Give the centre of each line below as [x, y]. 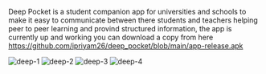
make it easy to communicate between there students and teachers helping [133, 20]
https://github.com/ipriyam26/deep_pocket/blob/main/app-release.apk [126, 46]
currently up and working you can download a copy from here [111, 37]
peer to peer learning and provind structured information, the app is [120, 29]
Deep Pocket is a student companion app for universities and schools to [127, 12]
